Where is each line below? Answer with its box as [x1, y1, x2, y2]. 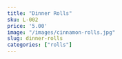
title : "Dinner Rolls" [7, 9, 72, 17]
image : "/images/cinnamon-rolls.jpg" [7, 28, 116, 36]
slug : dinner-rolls [7, 35, 63, 42]
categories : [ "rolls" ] [7, 41, 72, 48]
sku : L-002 [7, 16, 39, 23]
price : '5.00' [7, 22, 48, 29]
